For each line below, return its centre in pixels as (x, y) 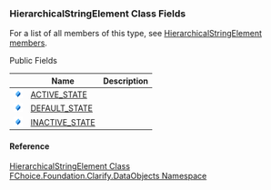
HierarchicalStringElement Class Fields (98, 14)
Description (125, 81)
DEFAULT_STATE (62, 108)
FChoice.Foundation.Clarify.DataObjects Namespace (108, 176)
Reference (30, 146)
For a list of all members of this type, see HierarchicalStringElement (135, 34)
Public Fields (33, 61)
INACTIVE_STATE (63, 122)
